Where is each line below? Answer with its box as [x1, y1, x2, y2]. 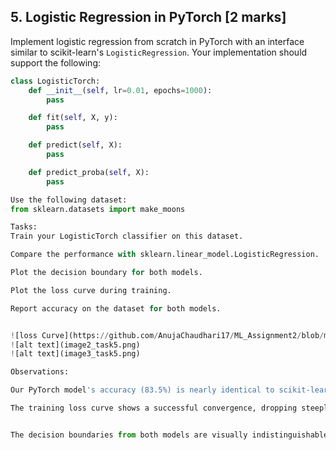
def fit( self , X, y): [28, 113, 118, 123]
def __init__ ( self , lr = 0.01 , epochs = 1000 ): [28, 85, 213, 95]
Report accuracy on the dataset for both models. [10, 303, 222, 314]
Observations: [10, 367, 70, 377]
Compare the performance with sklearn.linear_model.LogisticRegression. [10, 250, 320, 260]
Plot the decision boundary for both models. [10, 268, 203, 278]
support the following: [10, 56, 101, 69]
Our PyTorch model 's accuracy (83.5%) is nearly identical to [10, 385, 275, 395]
